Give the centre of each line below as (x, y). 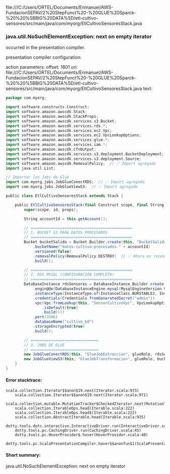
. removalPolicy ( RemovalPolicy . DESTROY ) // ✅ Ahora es (92, 256)
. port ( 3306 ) (45, 317)
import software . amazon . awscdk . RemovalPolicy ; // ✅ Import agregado (81, 163)
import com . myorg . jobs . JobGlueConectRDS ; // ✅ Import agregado (75, 182)
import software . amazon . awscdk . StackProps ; (52, 116)
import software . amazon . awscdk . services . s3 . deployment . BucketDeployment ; (85, 154)
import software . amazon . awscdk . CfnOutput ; (51, 149)
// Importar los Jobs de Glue (38, 177)
